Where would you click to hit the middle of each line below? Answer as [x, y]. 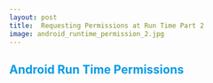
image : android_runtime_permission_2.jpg [87, 34]
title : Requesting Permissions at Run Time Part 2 [106, 26]
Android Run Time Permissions [97, 69]
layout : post [33, 17]
